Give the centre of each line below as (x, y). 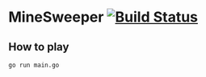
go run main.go (34, 65)
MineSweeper (56, 17)
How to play (39, 47)
